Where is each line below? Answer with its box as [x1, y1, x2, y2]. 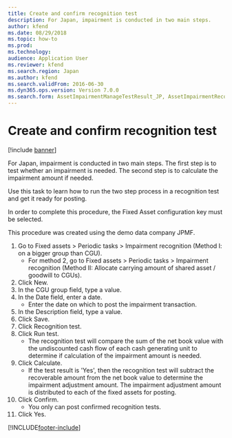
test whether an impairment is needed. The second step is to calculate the [8, 166, 219, 174]
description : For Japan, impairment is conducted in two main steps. [8, 17, 212, 23]
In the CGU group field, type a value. [17, 285, 122, 293]
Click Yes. [17, 410, 47, 418]
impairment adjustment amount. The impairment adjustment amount [28, 380, 222, 389]
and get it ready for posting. [8, 194, 87, 202]
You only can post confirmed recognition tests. [28, 402, 161, 410]
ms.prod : [8, 42, 33, 49]
